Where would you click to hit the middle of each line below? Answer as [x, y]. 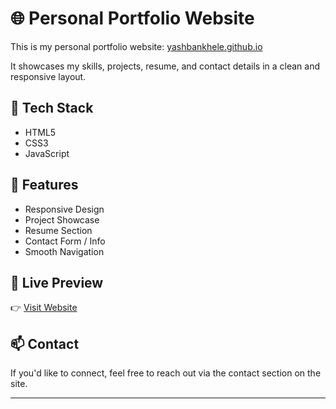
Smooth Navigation [64, 251]
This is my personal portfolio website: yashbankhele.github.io [136, 46]
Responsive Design [64, 209]
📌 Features [44, 185]
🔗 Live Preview [57, 282]
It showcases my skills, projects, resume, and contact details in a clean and [165, 66]
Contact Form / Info [65, 241]
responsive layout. [48, 76]
